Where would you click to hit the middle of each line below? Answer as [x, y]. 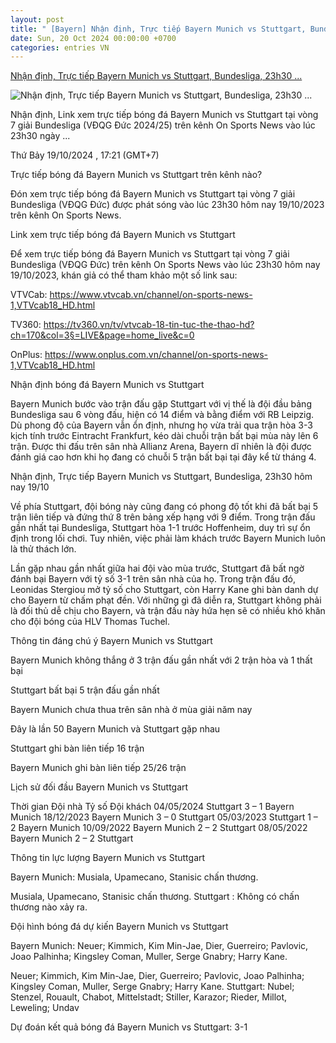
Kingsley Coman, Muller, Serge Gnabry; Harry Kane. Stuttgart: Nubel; [152, 987]
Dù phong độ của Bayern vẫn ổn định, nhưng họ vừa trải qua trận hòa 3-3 [161, 425]
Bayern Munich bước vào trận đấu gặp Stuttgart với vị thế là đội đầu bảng [161, 404]
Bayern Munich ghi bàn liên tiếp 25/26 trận [98, 768]
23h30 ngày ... [40, 136]
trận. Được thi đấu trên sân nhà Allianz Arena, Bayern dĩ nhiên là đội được [161, 447]
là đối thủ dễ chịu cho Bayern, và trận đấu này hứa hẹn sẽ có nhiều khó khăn [168, 611]
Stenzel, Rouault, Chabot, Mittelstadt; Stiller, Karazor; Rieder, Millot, [149, 997]
